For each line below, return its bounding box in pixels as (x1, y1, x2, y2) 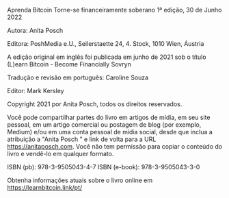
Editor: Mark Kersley (7, 87, 64, 95)
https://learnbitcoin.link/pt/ (7, 184, 83, 191)
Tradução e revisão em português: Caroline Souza (7, 73, 149, 82)
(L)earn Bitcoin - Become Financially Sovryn (7, 60, 131, 68)
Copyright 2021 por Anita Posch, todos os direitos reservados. (7, 100, 183, 108)
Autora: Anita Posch (7, 27, 64, 34)
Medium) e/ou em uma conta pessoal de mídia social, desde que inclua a (7, 128, 213, 136)
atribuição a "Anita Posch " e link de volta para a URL (7, 135, 157, 143)
